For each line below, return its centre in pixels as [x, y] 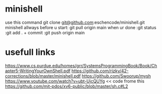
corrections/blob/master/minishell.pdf [43, 76]
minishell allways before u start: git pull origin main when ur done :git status [81, 27]
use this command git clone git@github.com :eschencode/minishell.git [75, 22]
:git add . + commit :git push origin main [45, 32]
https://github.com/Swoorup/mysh [117, 76]
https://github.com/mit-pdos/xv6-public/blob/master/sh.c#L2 [67, 86]
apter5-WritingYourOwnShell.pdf [38, 71]
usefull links [30, 52]
